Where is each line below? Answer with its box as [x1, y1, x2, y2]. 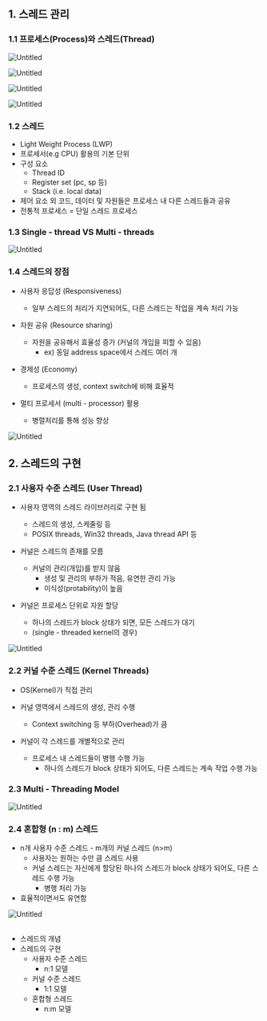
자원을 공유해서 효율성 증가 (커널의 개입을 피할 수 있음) [31, 337, 201, 346]
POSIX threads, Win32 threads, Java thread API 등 [31, 529, 197, 539]
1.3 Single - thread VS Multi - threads [8, 226, 154, 237]
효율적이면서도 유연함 [19, 893, 87, 903]
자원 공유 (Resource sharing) [19, 320, 114, 330]
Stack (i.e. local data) [31, 186, 102, 196]
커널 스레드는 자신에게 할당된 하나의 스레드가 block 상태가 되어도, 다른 [31, 863, 250, 873]
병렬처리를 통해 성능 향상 [31, 415, 110, 425]
